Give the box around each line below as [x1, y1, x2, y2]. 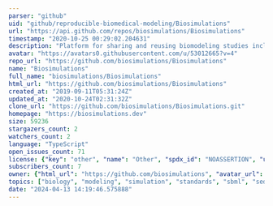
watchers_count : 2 [8, 132, 71, 140]
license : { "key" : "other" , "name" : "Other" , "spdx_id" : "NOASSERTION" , [8, 155, 257, 163]
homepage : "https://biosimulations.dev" [8, 110, 148, 118]
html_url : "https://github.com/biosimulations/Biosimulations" [8, 79, 227, 88]
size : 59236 [8, 118, 49, 126]
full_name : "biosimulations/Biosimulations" [8, 72, 162, 80]
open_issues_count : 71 [8, 148, 85, 156]
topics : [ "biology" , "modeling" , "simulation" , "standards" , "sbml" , [8, 178, 249, 187]
